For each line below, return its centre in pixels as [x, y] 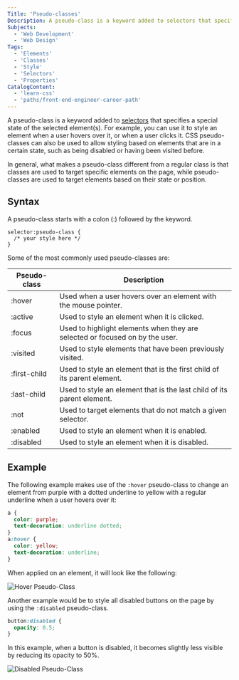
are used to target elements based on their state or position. [119, 179]
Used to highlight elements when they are [129, 328]
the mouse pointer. [91, 305]
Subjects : [22, 27]
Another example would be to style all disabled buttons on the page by [111, 600]
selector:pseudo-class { [44, 232]
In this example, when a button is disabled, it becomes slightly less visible [115, 648]
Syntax [23, 202]
